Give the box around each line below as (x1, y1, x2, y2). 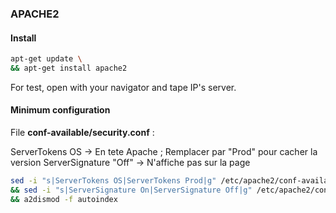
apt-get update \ (10, 54, 83, 64)
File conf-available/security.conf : (10, 127, 155, 139)
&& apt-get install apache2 (10, 63, 128, 73)
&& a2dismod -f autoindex (10, 194, 118, 204)
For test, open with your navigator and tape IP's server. (10, 81, 237, 93)
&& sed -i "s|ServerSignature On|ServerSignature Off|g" (10, 185, 253, 195)
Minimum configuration (10, 104, 111, 116)
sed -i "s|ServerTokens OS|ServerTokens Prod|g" (10, 176, 217, 186)
